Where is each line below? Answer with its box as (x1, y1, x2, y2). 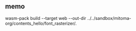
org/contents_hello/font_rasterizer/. (5, 20, 77, 26)
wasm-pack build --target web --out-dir (5, 15, 86, 21)
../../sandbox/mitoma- (87, 15, 132, 21)
